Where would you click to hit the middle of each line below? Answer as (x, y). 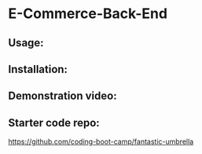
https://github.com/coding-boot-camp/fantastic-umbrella (101, 141)
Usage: (26, 43)
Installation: (38, 69)
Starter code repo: (54, 123)
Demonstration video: (62, 96)
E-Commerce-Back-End (88, 14)
